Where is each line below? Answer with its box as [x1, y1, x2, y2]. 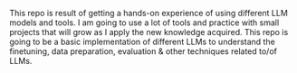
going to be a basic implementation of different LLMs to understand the [9, 36, 276, 47]
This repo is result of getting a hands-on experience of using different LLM [9, 8, 288, 18]
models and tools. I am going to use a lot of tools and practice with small [9, 17, 280, 28]
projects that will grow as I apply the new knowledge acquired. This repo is [9, 27, 289, 37]
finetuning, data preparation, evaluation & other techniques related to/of [9, 46, 278, 57]
